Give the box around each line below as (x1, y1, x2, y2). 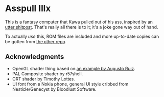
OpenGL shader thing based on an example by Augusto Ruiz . (12, 65, 136, 71)
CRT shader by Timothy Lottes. (12, 76, 75, 81)
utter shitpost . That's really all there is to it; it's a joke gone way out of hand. (5, 24, 158, 30)
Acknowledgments (5, 53, 65, 61)
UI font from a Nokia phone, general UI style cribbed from (12, 81, 129, 87)
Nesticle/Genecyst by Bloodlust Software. (12, 86, 97, 92)
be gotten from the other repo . (5, 38, 67, 44)
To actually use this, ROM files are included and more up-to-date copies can (5, 33, 159, 39)
